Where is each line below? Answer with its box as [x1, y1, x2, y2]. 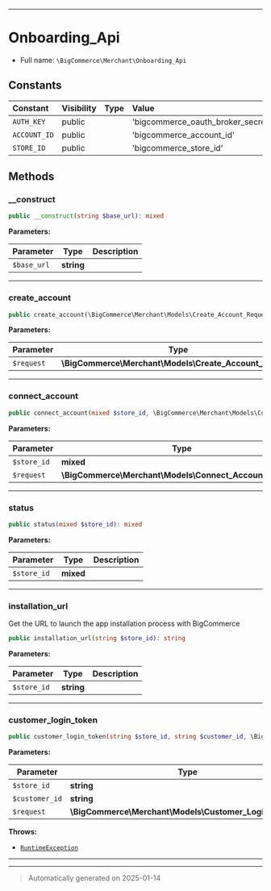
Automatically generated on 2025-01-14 [27, 873, 161, 883]
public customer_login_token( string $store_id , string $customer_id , [8, 733, 248, 741]
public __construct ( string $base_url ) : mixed [8, 212, 164, 220]
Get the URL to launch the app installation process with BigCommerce [8, 618, 240, 629]
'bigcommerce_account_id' [131, 129, 236, 140]
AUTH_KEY [12, 117, 46, 126]
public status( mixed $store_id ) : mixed [8, 520, 143, 528]
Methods [8, 170, 55, 184]
